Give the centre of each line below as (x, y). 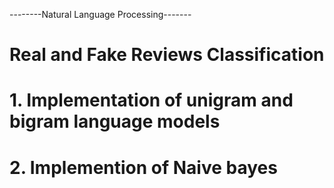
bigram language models (115, 121)
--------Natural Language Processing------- (100, 14)
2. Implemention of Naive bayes (143, 167)
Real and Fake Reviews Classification (167, 55)
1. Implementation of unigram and (151, 100)
